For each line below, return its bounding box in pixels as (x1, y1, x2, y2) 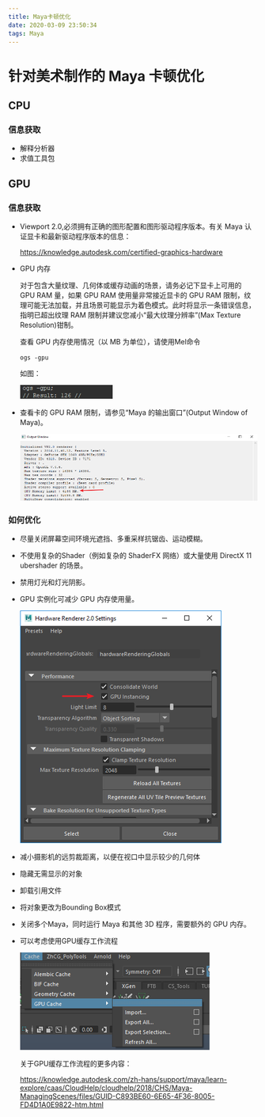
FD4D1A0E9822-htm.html (19, 1100, 104, 1110)
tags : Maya (8, 29, 44, 37)
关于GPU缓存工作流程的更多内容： (19, 1059, 132, 1069)
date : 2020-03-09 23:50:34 (8, 21, 97, 29)
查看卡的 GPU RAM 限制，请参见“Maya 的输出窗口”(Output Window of (19, 408, 248, 417)
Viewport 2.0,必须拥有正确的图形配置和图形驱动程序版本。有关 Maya (19, 222, 243, 231)
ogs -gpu (19, 353, 49, 362)
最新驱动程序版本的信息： (47, 231, 131, 241)
